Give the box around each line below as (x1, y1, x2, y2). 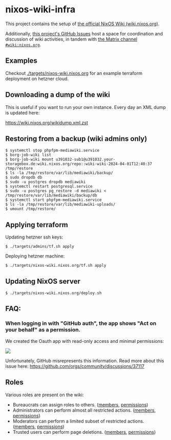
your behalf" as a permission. (5, 326, 81, 334)
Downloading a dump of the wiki (5, 90, 110, 99)
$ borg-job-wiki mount (5, 157, 54, 162)
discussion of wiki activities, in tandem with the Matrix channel (5, 36, 137, 42)
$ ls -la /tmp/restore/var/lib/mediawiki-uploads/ (5, 202, 116, 207)
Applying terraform (5, 220, 68, 229)
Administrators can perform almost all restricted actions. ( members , (12, 407, 156, 413)
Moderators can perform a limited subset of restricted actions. (12, 418, 144, 424)
